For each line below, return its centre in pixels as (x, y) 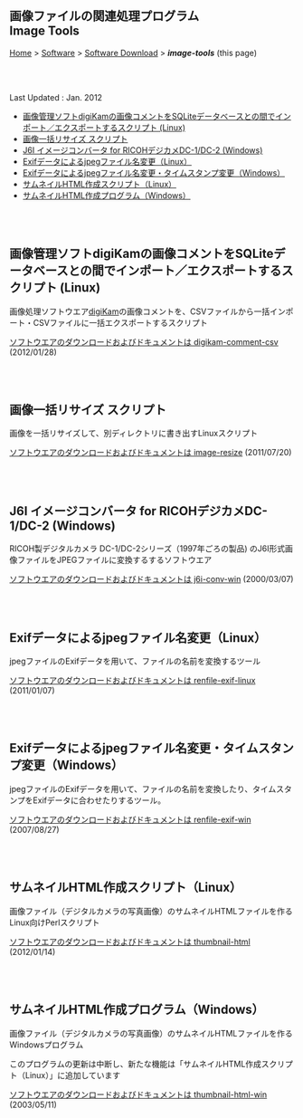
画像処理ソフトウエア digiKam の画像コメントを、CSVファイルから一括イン (148, 311)
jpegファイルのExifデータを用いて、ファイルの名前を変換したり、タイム (143, 788)
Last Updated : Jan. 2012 (56, 97)
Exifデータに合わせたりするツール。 (99, 800)
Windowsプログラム (47, 1045)
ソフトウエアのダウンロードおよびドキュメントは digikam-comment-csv (144, 341)
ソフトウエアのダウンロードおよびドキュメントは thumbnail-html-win (138, 1094)
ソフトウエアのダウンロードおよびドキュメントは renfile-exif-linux (133, 681)
